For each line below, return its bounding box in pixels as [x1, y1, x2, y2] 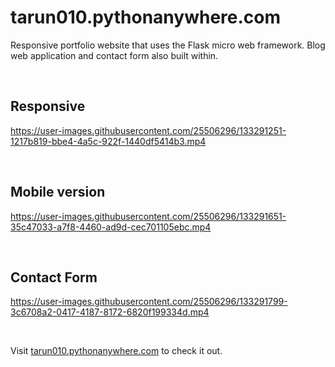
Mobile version [10, 184, 106, 201]
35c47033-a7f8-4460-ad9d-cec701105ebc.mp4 [10, 221, 212, 233]
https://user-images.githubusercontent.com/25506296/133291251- [10, 124, 287, 136]
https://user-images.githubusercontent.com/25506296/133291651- [10, 210, 287, 222]
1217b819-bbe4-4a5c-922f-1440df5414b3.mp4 [10, 135, 207, 147]
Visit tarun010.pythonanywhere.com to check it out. [10, 345, 223, 357]
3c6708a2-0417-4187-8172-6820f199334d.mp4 [10, 306, 210, 318]
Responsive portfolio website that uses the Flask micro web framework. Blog [10, 39, 326, 51]
